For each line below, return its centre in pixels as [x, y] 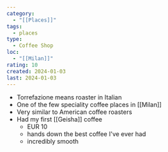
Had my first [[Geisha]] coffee [59, 120]
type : [14, 39]
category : [21, 13]
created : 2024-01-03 [36, 71]
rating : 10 [22, 65]
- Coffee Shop [33, 46]
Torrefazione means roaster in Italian [69, 97]
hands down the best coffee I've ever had [86, 134]
